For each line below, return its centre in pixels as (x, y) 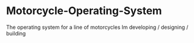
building (16, 33)
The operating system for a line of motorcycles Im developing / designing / (97, 27)
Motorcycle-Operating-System (84, 11)
